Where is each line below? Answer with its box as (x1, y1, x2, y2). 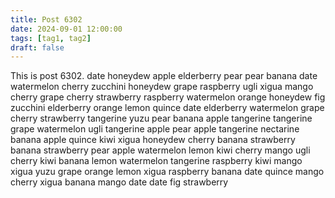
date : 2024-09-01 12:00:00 (10, 24, 123, 34)
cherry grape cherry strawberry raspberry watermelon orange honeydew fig (10, 91, 326, 103)
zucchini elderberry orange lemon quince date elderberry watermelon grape (10, 102, 325, 114)
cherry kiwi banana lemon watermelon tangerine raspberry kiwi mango (10, 155, 303, 167)
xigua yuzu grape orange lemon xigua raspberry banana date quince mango (10, 166, 325, 178)
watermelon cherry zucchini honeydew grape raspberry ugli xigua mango (10, 81, 314, 93)
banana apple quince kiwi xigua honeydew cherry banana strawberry (10, 134, 296, 146)
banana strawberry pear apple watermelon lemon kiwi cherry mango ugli (10, 144, 311, 156)
